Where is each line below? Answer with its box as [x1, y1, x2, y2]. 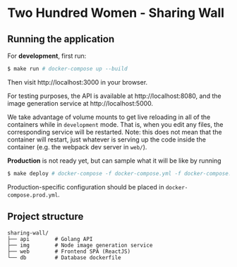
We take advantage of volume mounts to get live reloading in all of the [7, 113, 211, 121]
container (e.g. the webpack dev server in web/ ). [7, 142, 147, 151]
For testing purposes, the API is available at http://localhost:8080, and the [7, 92, 221, 100]
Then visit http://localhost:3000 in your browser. [7, 77, 148, 86]
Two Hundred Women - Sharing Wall [7, 5, 224, 21]
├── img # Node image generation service [7, 242, 153, 249]
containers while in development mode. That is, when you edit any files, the [7, 120, 224, 128]
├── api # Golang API [7, 235, 93, 242]
